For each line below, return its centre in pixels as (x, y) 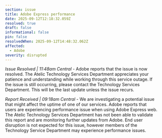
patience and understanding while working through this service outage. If (79, 79)
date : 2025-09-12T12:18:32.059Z (38, 19)
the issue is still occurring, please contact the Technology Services (72, 85)
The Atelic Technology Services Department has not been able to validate (79, 115)
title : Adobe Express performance (40, 14)
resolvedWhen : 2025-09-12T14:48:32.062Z (47, 42)
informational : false (27, 32)
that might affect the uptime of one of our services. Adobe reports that (76, 104)
